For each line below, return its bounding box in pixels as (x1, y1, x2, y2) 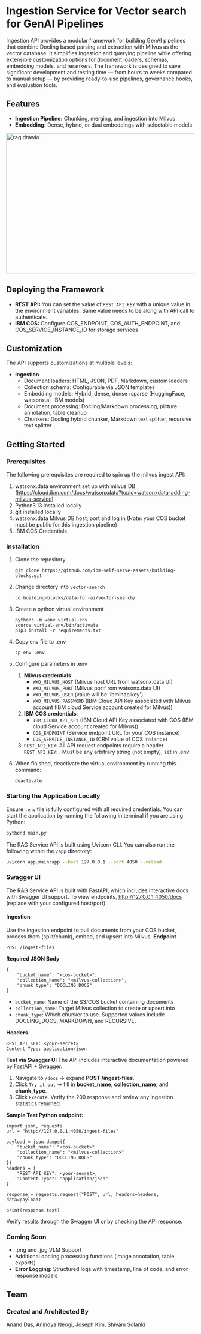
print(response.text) (6, 1207, 60, 1213)
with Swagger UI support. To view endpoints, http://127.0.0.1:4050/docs (6, 893, 182, 900)
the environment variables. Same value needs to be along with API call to (14, 307, 195, 314)
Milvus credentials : (23, 672, 73, 679)
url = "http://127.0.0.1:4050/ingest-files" (6, 1128, 119, 1134)
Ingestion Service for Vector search (6, 4, 187, 18)
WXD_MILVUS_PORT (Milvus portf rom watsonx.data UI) (32, 684, 160, 692)
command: (14, 767, 42, 774)
